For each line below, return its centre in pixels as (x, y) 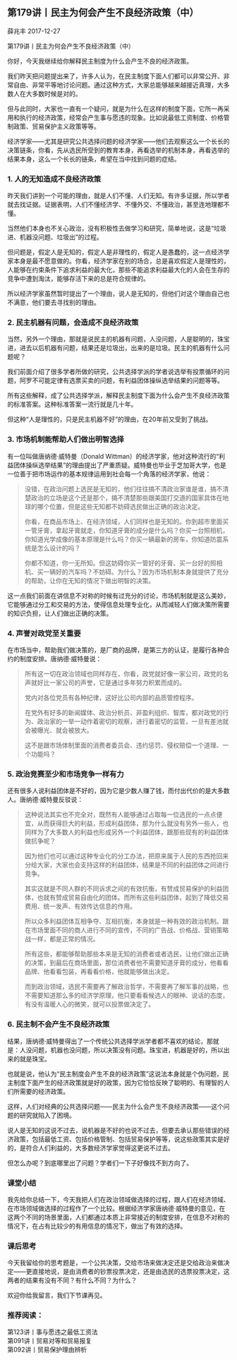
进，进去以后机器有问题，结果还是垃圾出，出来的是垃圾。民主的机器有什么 (115, 348)
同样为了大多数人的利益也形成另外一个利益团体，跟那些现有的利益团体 (127, 832)
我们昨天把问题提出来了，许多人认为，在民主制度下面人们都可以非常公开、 (115, 76)
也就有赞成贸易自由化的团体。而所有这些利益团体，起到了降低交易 (133, 898)
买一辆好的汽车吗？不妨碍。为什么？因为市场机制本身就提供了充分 (133, 572)
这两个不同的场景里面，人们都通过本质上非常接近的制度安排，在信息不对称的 (119, 1217)
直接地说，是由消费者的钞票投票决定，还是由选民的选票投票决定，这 (130, 1272)
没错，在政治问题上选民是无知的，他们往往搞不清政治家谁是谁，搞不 (123, 488)
